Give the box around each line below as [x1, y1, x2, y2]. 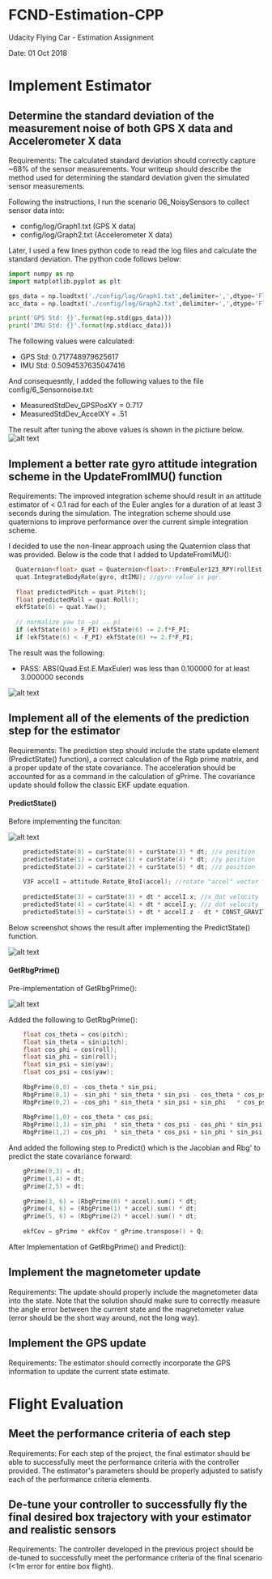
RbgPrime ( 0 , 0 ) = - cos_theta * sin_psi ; [23, 1083, 158, 1091]
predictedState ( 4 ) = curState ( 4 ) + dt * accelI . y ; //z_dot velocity [23, 900, 259, 909]
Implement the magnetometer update [8, 1266, 201, 1279]
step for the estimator [8, 724, 121, 738]
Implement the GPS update [8, 1336, 147, 1350]
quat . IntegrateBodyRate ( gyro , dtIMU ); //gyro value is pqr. [15, 572, 223, 581]
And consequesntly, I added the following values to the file [8, 377, 204, 386]
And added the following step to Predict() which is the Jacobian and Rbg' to [8, 1143, 261, 1153]
